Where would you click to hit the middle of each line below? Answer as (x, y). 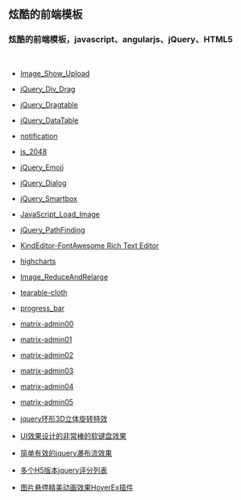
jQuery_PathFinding (52, 229)
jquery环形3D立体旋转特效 (64, 418)
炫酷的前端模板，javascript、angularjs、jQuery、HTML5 (121, 40)
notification (39, 136)
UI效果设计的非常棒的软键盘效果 (73, 435)
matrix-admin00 (47, 324)
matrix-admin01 (46, 339)
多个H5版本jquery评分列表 (64, 470)
